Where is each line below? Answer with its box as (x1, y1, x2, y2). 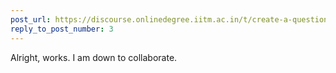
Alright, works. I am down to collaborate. (10, 51, 178, 63)
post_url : (10, 14, 52, 25)
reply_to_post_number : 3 (10, 24, 114, 34)
